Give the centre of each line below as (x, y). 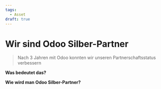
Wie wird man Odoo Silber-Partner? (43, 82)
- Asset (18, 14)
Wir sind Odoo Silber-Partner (67, 44)
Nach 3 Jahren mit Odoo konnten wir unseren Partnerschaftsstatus (87, 57)
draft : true (18, 19)
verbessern (29, 63)
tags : (11, 10)
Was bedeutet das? (26, 72)
